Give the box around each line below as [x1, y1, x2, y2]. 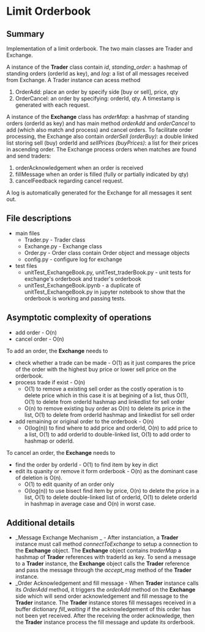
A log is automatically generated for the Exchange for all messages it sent [6, 189, 192, 196]
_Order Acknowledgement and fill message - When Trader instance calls [15, 579, 199, 587]
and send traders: [6, 152, 51, 159]
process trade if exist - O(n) [15, 378, 86, 386]
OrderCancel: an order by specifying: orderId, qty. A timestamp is [15, 95, 181, 102]
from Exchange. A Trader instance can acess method [6, 77, 141, 83]
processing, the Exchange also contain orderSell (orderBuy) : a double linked [6, 133, 199, 140]
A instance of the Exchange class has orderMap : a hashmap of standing [6, 113, 189, 120]
